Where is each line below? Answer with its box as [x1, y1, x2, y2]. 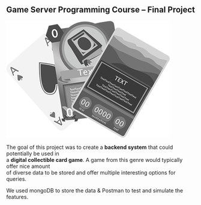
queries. [6, 175, 27, 182]
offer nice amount [6, 163, 50, 170]
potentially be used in [6, 149, 60, 157]
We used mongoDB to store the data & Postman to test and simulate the [6, 186, 184, 194]
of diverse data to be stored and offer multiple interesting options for [6, 169, 176, 176]
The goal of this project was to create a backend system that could [6, 143, 173, 151]
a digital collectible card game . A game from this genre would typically [6, 156, 183, 163]
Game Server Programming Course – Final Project [6, 5, 196, 15]
